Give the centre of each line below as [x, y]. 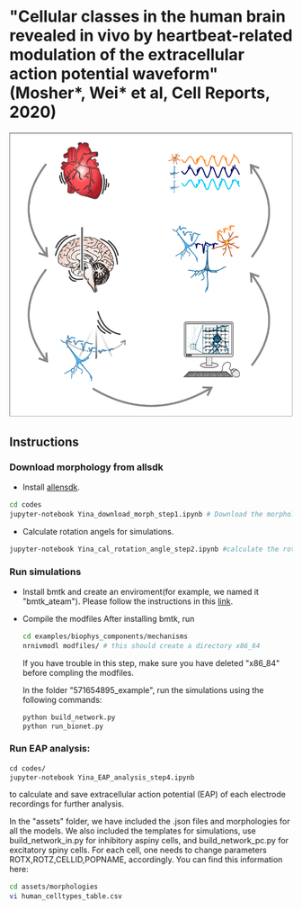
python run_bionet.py [62, 726]
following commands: [62, 699]
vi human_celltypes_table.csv [66, 896]
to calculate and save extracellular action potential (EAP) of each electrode [147, 794]
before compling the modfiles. [78, 672]
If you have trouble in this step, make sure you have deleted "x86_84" [151, 662]
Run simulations [45, 572]
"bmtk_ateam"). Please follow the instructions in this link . [128, 601]
